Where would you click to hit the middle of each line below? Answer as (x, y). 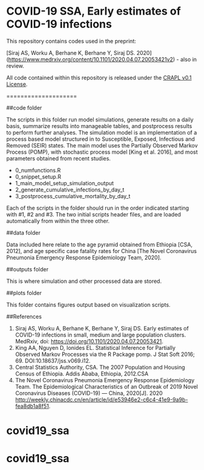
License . (17, 84)
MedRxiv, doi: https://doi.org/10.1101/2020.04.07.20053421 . (89, 341)
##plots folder (24, 293)
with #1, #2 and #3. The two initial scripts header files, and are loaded (94, 214)
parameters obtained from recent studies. (58, 158)
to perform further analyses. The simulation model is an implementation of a (102, 132)
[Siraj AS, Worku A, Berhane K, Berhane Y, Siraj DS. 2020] (79, 52)
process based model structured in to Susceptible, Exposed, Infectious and (100, 139)
